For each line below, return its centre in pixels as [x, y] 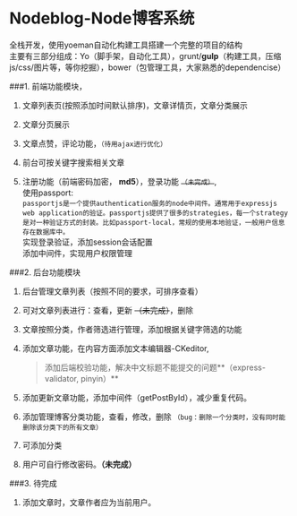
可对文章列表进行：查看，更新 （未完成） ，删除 [108, 310]
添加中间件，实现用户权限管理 [77, 253]
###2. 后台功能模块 [45, 272]
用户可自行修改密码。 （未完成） [79, 464]
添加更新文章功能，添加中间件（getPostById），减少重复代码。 [137, 397]
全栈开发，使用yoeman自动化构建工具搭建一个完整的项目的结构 [126, 45]
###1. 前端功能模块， [48, 86]
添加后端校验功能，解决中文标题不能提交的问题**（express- [155, 367]
